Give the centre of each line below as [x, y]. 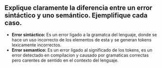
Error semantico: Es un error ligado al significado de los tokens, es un [82, 50]
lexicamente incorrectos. [36, 45]
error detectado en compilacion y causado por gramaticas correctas [80, 55]
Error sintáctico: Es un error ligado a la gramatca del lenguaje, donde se [84, 34]
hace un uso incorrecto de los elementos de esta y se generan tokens [81, 40]
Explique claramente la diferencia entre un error [79, 8]
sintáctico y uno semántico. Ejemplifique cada [76, 16]
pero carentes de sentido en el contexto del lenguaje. [65, 60]
